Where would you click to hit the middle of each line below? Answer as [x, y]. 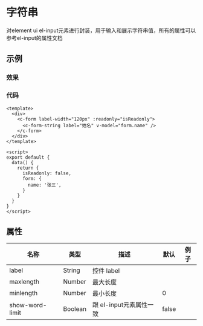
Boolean [75, 309]
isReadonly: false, [47, 173]
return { [28, 168]
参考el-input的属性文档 [35, 38]
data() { [23, 162]
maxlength [24, 282]
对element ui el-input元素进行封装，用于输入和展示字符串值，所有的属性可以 [101, 30]
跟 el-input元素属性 [120, 305]
